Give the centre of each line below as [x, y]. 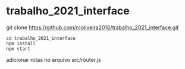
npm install [21, 43]
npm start [18, 49]
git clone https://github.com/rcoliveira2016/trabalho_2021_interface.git [93, 27]
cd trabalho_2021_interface [41, 38]
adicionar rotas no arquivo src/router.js [54, 59]
